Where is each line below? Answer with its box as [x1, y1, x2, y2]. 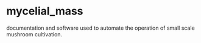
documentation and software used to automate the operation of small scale [6, 24, 195, 31]
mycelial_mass [6, 4, 83, 18]
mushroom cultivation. [6, 30, 63, 38]
